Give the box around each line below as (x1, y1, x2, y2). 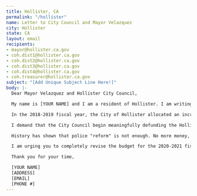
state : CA (6, 31, 30, 36)
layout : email (6, 36, 41, 42)
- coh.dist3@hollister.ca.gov (6, 63, 80, 69)
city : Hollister (6, 25, 46, 31)
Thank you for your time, (11, 154, 75, 160)
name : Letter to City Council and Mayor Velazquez (6, 19, 133, 25)
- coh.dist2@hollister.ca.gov (6, 58, 80, 63)
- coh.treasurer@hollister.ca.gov (6, 74, 91, 80)
